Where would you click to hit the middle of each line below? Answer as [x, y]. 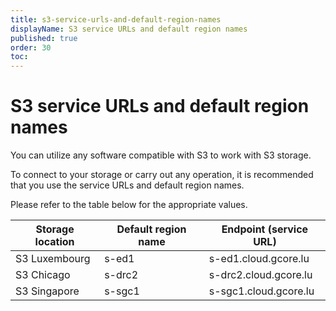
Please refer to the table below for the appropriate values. [129, 205]
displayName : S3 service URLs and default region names [129, 29]
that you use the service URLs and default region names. [127, 185]
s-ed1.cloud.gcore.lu [259, 259]
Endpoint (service [265, 229]
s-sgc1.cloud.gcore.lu [261, 291]
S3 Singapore [47, 291]
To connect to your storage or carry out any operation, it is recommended [162, 175]
